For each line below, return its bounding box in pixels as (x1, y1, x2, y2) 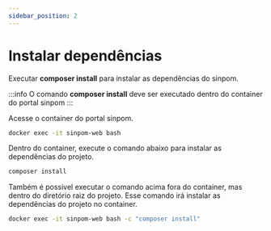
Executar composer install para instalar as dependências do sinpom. (8, 73, 239, 83)
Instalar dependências (8, 46, 163, 65)
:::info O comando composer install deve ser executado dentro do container (8, 89, 263, 99)
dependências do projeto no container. (8, 199, 138, 209)
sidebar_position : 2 (8, 11, 78, 20)
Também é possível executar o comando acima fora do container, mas (8, 183, 243, 192)
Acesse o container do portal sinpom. (8, 113, 133, 123)
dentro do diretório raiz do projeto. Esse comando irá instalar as (8, 191, 221, 200)
